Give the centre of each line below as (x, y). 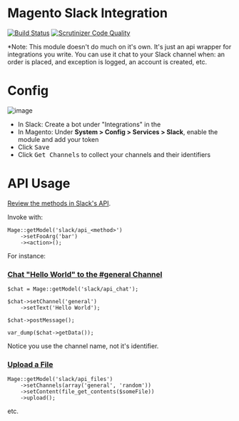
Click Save (34, 147)
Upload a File (30, 365)
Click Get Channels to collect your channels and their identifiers (114, 154)
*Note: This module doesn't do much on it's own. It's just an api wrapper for (119, 46)
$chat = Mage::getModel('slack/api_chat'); (73, 289)
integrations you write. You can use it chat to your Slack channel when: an (116, 54)
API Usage (39, 184)
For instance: (27, 255)
